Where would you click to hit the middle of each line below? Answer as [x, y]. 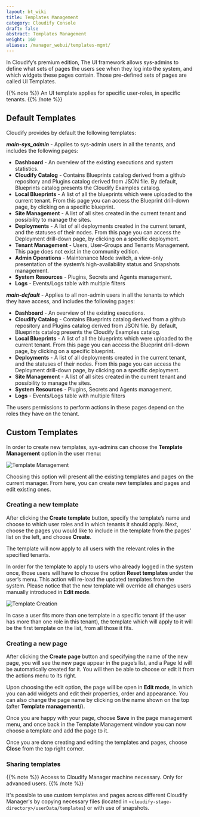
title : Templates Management [42, 17]
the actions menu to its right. [41, 676]
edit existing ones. [29, 489]
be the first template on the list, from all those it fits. [70, 628]
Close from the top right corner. [45, 749]
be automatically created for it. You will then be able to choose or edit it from [100, 670]
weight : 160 [21, 40]
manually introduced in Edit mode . [49, 592]
